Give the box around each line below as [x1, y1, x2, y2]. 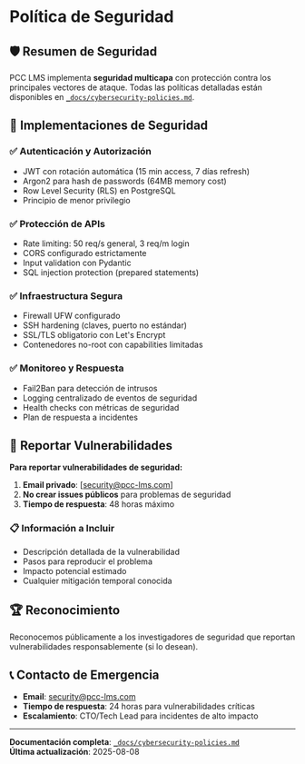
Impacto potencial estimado [22, 565, 127, 576]
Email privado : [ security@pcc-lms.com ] [22, 480, 174, 491]
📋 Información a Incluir [9, 522, 115, 535]
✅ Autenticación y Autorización [9, 145, 152, 158]
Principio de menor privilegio [22, 194, 132, 205]
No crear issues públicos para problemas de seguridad [22, 489, 231, 501]
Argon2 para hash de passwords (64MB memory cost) [22, 175, 227, 186]
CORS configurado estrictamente [22, 247, 147, 258]
